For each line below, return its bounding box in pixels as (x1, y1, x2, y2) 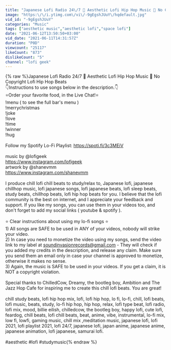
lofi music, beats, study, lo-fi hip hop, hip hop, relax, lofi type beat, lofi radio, (5, 301, 165, 307)
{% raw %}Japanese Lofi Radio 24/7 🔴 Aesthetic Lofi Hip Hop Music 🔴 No (5, 73, 160, 79)
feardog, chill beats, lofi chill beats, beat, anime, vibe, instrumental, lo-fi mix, (5, 312, 165, 318)
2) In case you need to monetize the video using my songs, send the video (5, 237, 162, 243)
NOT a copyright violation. (5, 269, 60, 275)
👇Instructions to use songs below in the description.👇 (5, 84, 119, 90)
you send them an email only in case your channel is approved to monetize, (5, 252, 164, 259)
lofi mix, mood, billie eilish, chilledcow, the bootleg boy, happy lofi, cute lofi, (5, 307, 164, 313)
